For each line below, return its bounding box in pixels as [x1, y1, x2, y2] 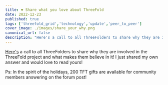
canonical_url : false [5, 30, 50, 35]
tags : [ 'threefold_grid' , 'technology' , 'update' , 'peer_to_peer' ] [5, 21, 142, 26]
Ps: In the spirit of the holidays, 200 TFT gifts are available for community [5, 69, 156, 75]
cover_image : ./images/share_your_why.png [5, 26, 95, 31]
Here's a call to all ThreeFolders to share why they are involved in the [5, 48, 147, 55]
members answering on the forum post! [5, 74, 86, 80]
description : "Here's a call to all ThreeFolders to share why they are [5, 35, 160, 40]
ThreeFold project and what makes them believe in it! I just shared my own [5, 54, 158, 60]
